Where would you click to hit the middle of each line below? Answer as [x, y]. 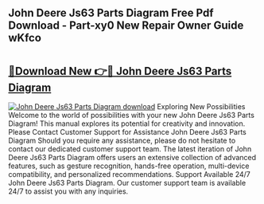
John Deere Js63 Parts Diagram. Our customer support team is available [127, 183]
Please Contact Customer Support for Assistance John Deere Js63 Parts [127, 132]
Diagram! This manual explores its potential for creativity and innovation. [127, 124]
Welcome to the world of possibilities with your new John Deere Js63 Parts [131, 115]
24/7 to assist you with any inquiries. [68, 191]
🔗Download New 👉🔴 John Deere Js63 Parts [120, 71]
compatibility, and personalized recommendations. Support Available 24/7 [129, 174]
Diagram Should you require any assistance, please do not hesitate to [122, 140]
